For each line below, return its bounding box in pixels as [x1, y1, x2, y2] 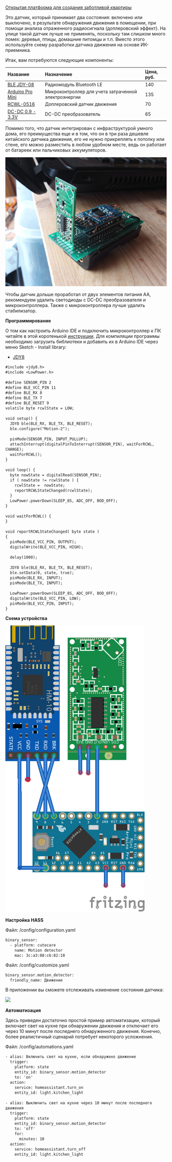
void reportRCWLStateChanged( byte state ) [5, 529, 100, 534]
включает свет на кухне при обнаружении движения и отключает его [5, 1023, 159, 1029]
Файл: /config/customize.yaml [5, 962, 69, 968]
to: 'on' [14, 1075, 33, 1080]
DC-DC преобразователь [45, 111, 101, 117]
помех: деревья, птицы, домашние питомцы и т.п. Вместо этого [5, 36, 145, 42]
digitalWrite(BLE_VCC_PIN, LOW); [10, 596, 81, 601]
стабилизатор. [5, 308, 37, 314]
